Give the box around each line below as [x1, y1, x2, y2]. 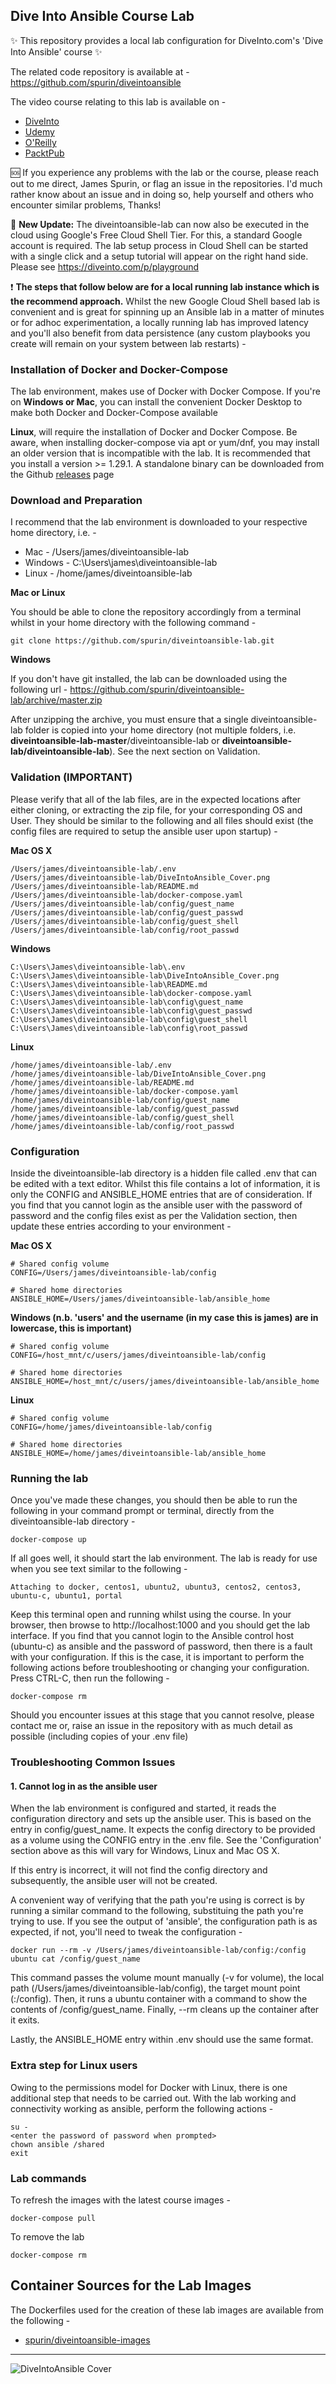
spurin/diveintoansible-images [24, 2334, 151, 2346]
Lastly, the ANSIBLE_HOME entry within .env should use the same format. [10, 2034, 314, 2046]
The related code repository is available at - [10, 65, 190, 78]
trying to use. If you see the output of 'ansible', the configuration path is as [10, 1915, 318, 1928]
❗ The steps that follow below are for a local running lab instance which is [10, 280, 320, 293]
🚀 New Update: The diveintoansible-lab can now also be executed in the [10, 218, 310, 230]
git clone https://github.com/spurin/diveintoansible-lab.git [10, 636, 275, 646]
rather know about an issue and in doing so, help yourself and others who [10, 188, 314, 200]
